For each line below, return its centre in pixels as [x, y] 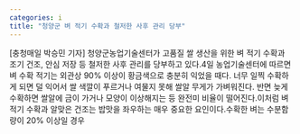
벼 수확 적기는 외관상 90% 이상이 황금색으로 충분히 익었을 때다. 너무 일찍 [137, 75]
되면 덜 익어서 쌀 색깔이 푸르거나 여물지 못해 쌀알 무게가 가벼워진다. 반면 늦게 [154, 86]
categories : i [36, 18]
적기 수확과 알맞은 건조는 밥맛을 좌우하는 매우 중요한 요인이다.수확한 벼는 [137, 109]
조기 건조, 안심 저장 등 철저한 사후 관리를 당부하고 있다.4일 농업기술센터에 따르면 [150, 64]
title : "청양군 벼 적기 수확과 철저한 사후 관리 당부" [98, 26]
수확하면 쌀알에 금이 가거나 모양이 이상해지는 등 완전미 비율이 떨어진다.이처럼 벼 [149, 98]
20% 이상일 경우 [56, 120]
